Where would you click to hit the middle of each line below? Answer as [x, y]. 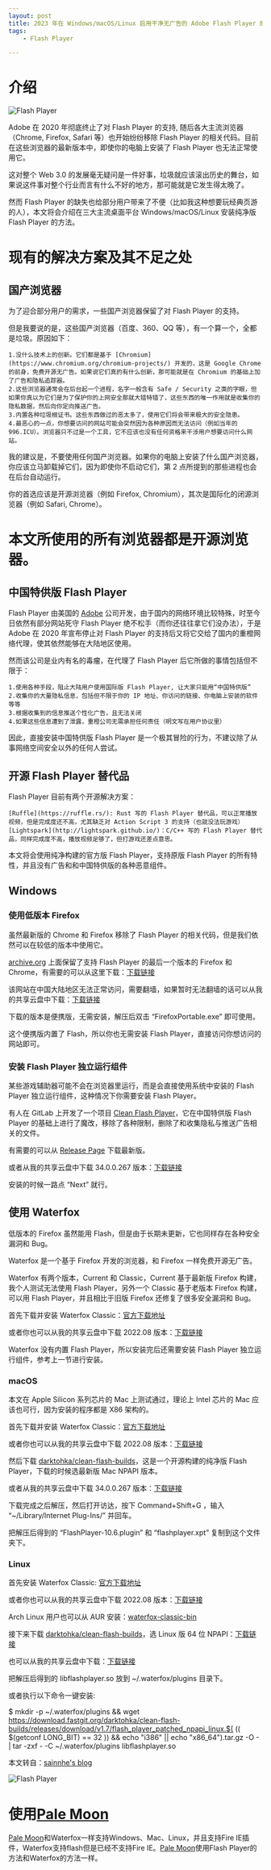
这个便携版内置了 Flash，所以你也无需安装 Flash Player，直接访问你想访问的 [135, 1033]
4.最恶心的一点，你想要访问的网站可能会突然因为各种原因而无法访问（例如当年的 [123, 424]
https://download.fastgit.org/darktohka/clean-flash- [94, 1721]
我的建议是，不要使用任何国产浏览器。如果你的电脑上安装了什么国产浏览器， [135, 457]
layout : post [30, 16]
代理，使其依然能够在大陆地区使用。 [75, 643]
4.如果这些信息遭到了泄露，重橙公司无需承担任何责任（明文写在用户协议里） [117, 722]
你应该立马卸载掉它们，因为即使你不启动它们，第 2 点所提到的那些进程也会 [133, 467]
